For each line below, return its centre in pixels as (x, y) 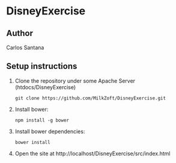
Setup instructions (42, 66)
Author (20, 33)
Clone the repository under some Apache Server (75, 81)
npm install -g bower (42, 120)
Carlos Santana (25, 47)
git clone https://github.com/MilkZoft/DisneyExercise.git (90, 98)
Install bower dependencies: (50, 131)
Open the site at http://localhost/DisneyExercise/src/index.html (93, 153)
